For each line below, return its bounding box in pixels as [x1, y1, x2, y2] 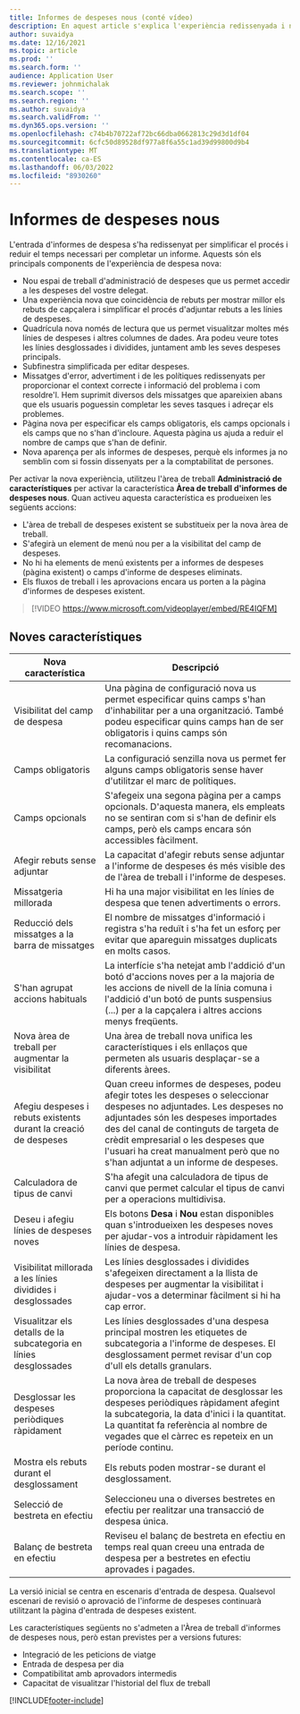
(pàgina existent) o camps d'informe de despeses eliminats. [21, 567, 243, 578]
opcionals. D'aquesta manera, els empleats [104, 801, 286, 812]
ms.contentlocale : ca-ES [9, 154, 102, 164]
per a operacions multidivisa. [104, 1193, 226, 1205]
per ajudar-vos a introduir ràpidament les [104, 1230, 279, 1242]
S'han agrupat [13, 981, 73, 994]
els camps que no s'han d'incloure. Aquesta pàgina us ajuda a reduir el [21, 428, 284, 438]
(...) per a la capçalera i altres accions [104, 1004, 262, 1016]
